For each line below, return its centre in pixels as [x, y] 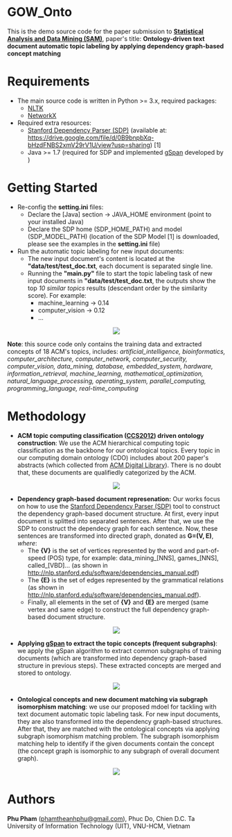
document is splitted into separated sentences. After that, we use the [116, 521]
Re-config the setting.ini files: [60, 207]
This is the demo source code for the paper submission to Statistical [106, 31]
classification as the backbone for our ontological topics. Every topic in [118, 450]
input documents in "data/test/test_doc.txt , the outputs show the [122, 280]
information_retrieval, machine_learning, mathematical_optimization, [105, 373]
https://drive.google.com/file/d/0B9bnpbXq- [91, 137]
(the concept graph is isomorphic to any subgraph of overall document [118, 751]
